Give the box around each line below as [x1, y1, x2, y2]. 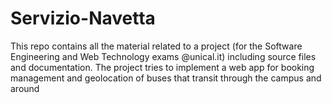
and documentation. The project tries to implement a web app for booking [10, 61, 315, 73]
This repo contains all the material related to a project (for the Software [10, 40, 303, 52]
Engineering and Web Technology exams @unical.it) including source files [10, 50, 317, 62]
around [10, 82, 40, 94]
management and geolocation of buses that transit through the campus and [10, 72, 322, 84]
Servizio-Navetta [10, 7, 156, 30]
